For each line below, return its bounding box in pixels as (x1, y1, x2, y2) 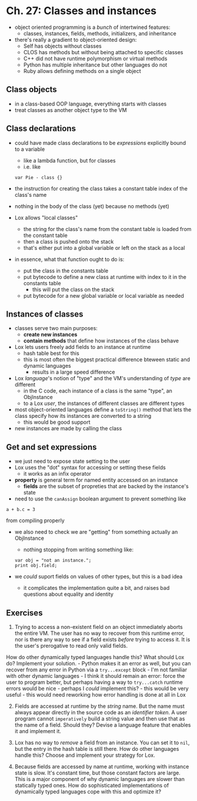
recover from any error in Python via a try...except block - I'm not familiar (6, 666, 187, 673)
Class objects (6, 84, 57, 95)
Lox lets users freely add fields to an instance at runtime (14, 344, 151, 351)
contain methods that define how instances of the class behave (23, 337, 179, 344)
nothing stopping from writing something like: (23, 546, 134, 553)
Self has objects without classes (23, 42, 102, 50)
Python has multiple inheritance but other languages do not (23, 61, 168, 68)
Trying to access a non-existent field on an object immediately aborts (14, 624, 183, 630)
